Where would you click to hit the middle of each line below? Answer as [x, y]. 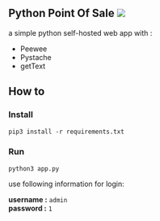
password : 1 [30, 208]
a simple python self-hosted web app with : [80, 32]
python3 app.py [34, 169]
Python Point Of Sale [61, 13]
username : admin [38, 199]
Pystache [36, 57]
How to [27, 91]
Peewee [34, 49]
